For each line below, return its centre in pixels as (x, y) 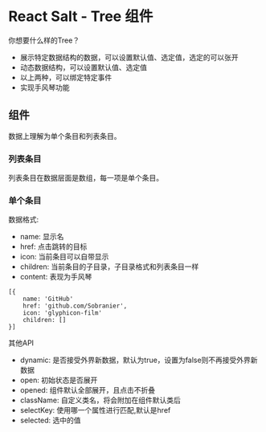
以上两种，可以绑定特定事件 (66, 77)
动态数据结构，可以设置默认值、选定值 (83, 67)
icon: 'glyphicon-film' (63, 313)
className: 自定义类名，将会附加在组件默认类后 (100, 400)
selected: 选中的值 (51, 420)
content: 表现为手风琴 (56, 277)
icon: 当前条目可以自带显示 (64, 257)
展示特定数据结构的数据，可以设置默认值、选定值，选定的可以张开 (129, 57)
